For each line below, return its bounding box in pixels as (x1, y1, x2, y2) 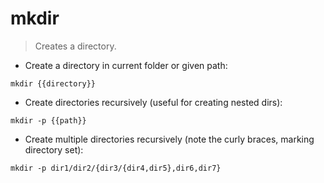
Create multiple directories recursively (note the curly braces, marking (24, 133, 315, 145)
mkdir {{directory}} (10, 78, 97, 89)
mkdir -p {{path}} (10, 115, 87, 126)
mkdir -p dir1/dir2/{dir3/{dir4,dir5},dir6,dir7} (10, 163, 222, 173)
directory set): (24, 143, 84, 156)
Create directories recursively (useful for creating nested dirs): (24, 96, 283, 108)
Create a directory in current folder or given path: (24, 59, 228, 71)
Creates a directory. (34, 40, 117, 52)
